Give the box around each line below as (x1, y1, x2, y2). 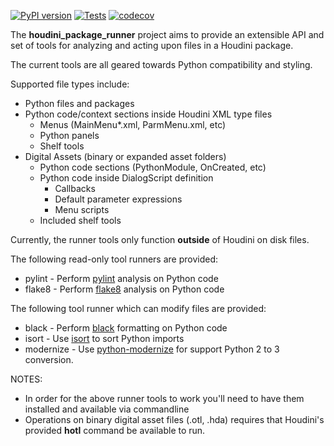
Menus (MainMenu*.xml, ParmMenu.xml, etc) (39, 119, 227, 130)
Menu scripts (54, 204, 110, 215)
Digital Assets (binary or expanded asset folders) (24, 151, 227, 162)
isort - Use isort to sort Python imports (24, 333, 185, 344)
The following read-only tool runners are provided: (10, 253, 219, 265)
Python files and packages (24, 98, 135, 109)
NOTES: (10, 373, 43, 385)
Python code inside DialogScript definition (39, 172, 214, 184)
